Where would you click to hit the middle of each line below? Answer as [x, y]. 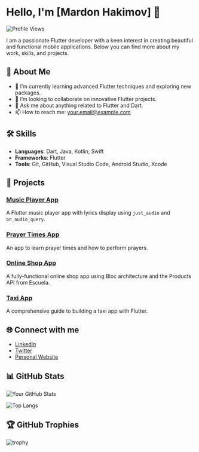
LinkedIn [25, 344]
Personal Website [36, 357]
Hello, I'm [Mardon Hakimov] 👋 [83, 12]
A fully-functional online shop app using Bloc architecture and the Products [99, 276]
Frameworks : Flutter [40, 157]
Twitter [24, 350]
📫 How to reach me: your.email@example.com [73, 112]
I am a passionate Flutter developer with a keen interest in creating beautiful [99, 40]
